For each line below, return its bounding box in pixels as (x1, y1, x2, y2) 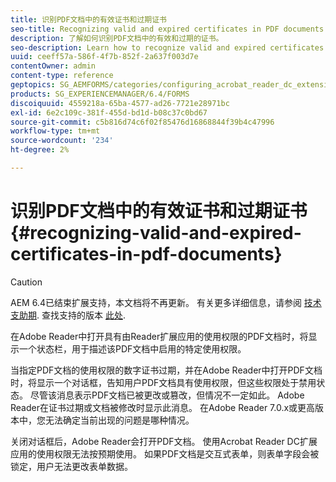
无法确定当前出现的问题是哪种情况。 (44, 414, 195, 426)
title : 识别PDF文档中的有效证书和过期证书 (10, 14, 167, 25)
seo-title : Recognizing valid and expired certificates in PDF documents (10, 24, 325, 34)
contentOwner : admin (10, 61, 97, 71)
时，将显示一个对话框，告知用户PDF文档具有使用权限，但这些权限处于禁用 (10, 376, 317, 388)
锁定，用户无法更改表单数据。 (10, 460, 133, 472)
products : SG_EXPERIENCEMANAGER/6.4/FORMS (10, 89, 190, 99)
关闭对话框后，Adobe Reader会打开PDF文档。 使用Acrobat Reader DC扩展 (10, 435, 318, 447)
